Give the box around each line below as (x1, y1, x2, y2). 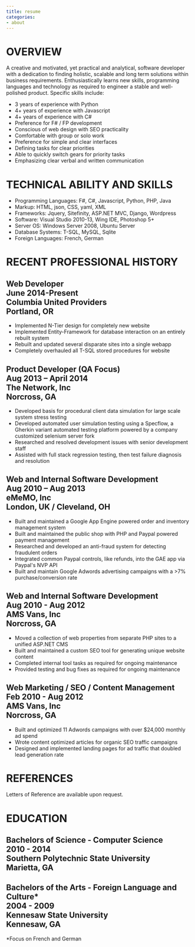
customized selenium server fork (14, 432, 95, 439)
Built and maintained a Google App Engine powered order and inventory (14, 518, 190, 525)
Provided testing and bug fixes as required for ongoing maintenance (14, 665, 181, 673)
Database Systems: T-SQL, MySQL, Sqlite (14, 229, 116, 236)
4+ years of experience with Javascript (14, 107, 110, 114)
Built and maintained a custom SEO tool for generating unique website (14, 647, 185, 654)
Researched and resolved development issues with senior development (14, 439, 189, 446)
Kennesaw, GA (6, 919, 61, 929)
